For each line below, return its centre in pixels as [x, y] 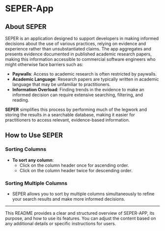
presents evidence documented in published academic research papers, [78, 54]
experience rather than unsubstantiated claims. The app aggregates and [78, 49]
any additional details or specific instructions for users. [61, 223]
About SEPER [26, 27]
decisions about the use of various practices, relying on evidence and [76, 44]
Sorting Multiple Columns [36, 183]
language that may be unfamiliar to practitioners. [61, 84]
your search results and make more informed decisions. [69, 199]
